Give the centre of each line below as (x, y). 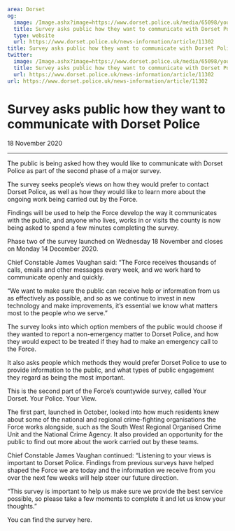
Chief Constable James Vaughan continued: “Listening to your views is (109, 455)
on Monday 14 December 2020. (53, 249)
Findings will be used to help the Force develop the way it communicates (112, 213)
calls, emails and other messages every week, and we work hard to (104, 270)
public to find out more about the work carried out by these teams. (103, 442)
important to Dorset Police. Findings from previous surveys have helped (111, 463)
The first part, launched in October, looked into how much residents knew (113, 412)
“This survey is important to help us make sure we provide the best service (115, 491)
